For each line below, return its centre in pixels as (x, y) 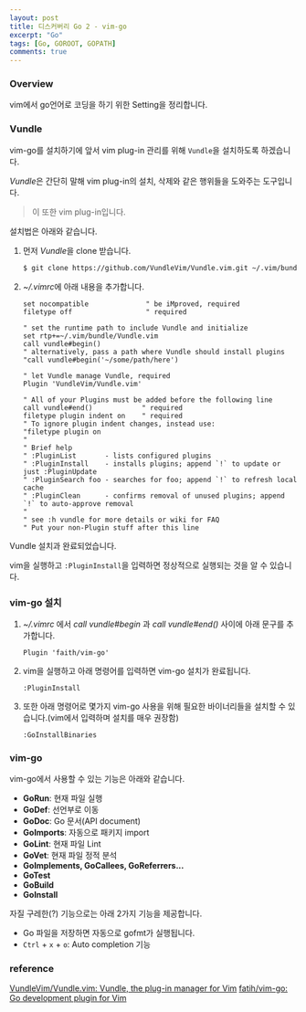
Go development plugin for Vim (68, 998)
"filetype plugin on (62, 432)
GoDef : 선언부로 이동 (61, 810)
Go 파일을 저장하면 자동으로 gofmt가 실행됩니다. (109, 933)
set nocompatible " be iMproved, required (131, 304)
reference (32, 969)
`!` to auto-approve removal (78, 503)
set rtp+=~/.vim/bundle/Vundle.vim (90, 336)
